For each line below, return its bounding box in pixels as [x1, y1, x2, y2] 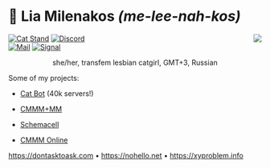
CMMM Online [19, 135, 68, 145]
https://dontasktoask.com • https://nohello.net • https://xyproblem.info [8, 150, 243, 160]
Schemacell [19, 119, 59, 129]
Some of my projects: [8, 73, 80, 82]
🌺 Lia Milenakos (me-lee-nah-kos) [8, 7, 241, 26]
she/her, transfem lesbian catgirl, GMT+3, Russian [51, 58, 219, 67]
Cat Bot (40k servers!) [19, 88, 94, 98]
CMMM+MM [19, 104, 63, 114]
